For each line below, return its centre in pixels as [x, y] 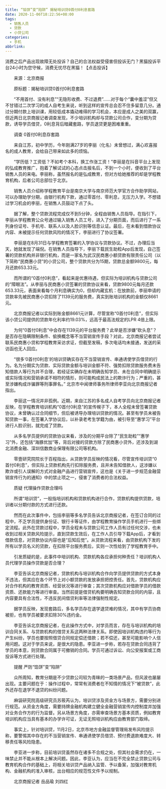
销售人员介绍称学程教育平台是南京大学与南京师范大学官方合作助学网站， [87, 191]
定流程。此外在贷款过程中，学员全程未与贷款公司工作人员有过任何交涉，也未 [83, 527]
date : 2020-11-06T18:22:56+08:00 [40, 14]
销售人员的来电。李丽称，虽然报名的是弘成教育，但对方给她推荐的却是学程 [81, 174]
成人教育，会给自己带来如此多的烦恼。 [53, 151]
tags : [11, 19]
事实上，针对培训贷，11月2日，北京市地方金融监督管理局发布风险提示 [84, 729]
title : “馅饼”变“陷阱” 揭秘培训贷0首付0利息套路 [50, 10]
